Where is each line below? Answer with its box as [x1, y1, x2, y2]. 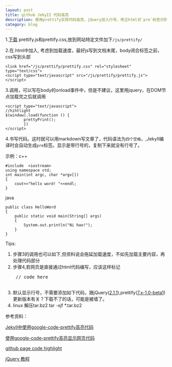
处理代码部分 [12, 257, 40, 264]
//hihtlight [5, 108, 31, 113]
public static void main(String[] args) [14, 214, 102, 219]
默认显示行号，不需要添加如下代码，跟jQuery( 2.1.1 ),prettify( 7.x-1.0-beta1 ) [12, 290, 166, 296]
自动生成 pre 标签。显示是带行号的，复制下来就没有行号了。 [18, 142, 142, 149]
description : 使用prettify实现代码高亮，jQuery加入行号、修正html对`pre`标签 [5, 17, 160, 22]
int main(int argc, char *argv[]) [5, 172, 79, 177]
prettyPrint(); [24, 117, 56, 123]
